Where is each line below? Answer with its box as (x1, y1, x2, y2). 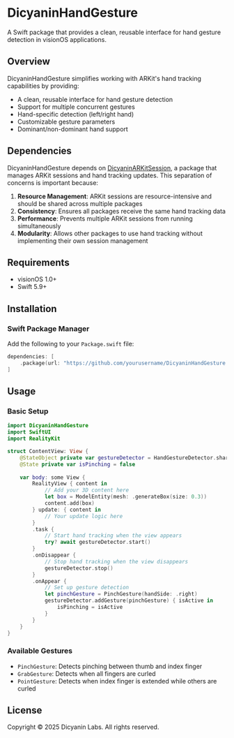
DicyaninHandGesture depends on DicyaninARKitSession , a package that (7, 163, 217, 172)
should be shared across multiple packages (17, 199, 143, 207)
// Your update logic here (44, 512, 123, 519)
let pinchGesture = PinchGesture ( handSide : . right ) (44, 591, 198, 598)
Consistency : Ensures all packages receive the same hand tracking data (17, 207, 226, 215)
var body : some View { (19, 473, 86, 481)
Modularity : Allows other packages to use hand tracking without (17, 229, 203, 237)
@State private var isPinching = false (19, 461, 136, 468)
